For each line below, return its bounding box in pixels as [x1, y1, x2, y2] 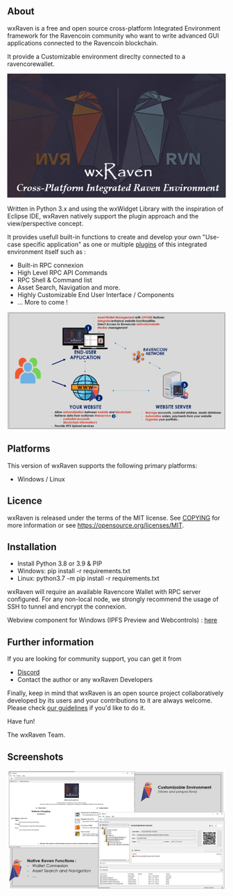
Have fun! [7, 717, 35, 726]
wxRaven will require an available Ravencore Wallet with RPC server [7, 588, 201, 596]
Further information [7, 636, 94, 648]
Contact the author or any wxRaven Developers [17, 675, 153, 684]
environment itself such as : [7, 247, 87, 256]
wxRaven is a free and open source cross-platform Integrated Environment [7, 24, 221, 32]
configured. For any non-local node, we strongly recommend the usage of [7, 595, 219, 604]
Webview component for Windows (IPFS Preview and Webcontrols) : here [7, 616, 218, 625]
